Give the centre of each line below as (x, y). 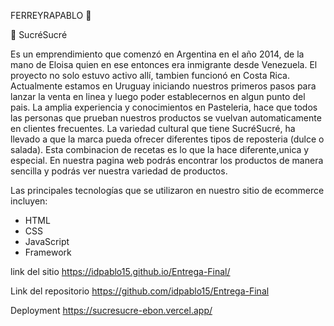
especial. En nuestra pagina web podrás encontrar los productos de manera (167, 160)
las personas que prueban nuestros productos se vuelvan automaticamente (166, 118)
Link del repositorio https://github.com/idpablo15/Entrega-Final (140, 291)
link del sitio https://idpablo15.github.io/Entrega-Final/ (120, 271)
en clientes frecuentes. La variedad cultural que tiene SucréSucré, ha (153, 128)
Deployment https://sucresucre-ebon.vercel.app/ (111, 310)
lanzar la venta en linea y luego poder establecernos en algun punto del (158, 96)
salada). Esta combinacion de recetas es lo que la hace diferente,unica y (160, 149)
